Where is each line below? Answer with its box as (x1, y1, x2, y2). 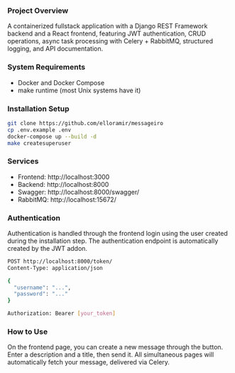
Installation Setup (7, 104, 70, 114)
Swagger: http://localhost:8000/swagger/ (17, 188, 140, 196)
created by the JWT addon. (7, 244, 87, 252)
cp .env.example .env (7, 126, 72, 134)
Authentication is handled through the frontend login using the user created (7, 229, 229, 237)
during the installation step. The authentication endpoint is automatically (7, 237, 219, 245)
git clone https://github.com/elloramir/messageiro (7, 119, 163, 126)
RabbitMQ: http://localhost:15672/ (17, 195, 117, 204)
